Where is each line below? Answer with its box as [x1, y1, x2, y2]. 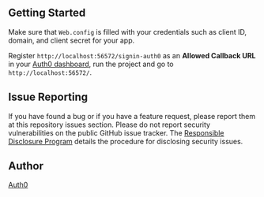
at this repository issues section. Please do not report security [8, 120, 211, 129]
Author [8, 159, 43, 173]
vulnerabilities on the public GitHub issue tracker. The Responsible [8, 128, 224, 137]
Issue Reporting [8, 91, 89, 104]
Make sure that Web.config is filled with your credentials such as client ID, [8, 27, 247, 36]
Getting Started [8, 6, 86, 20]
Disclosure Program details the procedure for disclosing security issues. [8, 136, 243, 146]
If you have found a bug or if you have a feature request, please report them [8, 111, 256, 121]
